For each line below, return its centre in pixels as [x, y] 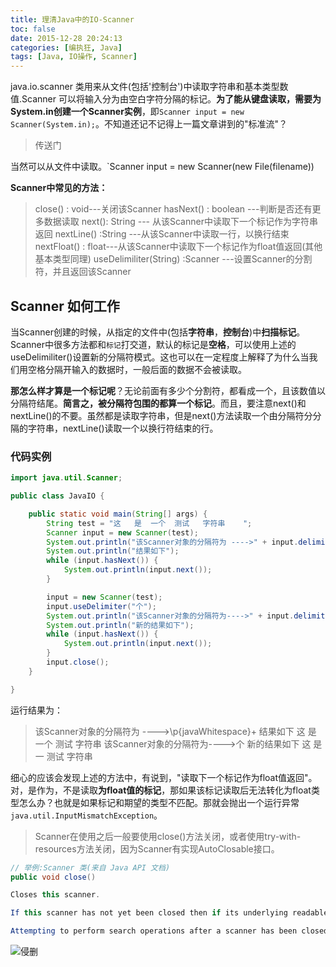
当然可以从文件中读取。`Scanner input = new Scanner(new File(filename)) [162, 167]
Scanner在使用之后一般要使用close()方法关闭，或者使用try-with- [168, 836]
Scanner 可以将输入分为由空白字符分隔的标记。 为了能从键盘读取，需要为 [171, 99]
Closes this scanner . [55, 895]
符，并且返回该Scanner [83, 272]
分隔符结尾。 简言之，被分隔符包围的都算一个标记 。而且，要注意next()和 [158, 403]
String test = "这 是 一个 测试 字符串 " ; [149, 523]
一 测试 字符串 [63, 756]
